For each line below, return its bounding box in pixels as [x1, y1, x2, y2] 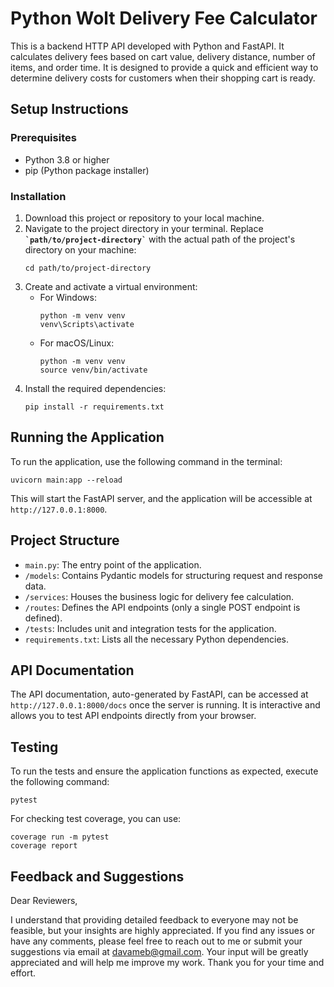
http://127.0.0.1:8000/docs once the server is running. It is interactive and [10, 699, 321, 711]
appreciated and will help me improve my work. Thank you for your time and [10, 956, 325, 968]
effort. [10, 967, 37, 979]
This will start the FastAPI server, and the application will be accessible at [10, 492, 313, 504]
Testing [10, 738, 59, 756]
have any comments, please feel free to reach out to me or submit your [10, 935, 303, 947]
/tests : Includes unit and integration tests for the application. [24, 622, 277, 634]
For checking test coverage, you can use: [10, 813, 182, 825]
